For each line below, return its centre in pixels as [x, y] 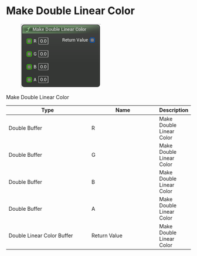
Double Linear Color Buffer [41, 235]
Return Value [107, 235]
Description [174, 110]
